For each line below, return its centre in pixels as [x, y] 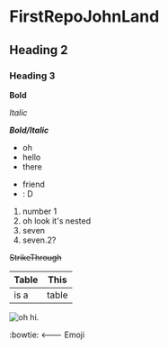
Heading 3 [32, 76]
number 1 [40, 211]
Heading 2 [39, 50]
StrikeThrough [35, 257]
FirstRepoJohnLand [84, 17]
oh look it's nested [57, 220]
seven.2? [39, 240]
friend [33, 184]
